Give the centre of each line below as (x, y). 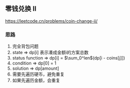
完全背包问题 (25, 46)
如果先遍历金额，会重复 (36, 81)
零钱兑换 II (21, 9)
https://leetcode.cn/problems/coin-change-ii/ (51, 21)
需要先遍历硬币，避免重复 (38, 74)
